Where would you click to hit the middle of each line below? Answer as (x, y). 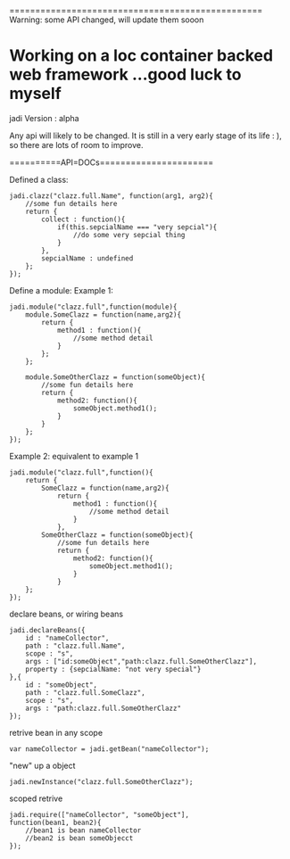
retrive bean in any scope (56, 732)
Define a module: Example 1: (62, 290)
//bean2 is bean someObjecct (79, 838)
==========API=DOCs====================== (112, 162)
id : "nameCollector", (67, 638)
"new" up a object (42, 765)
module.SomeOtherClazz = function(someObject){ (115, 377)
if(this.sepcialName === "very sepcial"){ (137, 227)
